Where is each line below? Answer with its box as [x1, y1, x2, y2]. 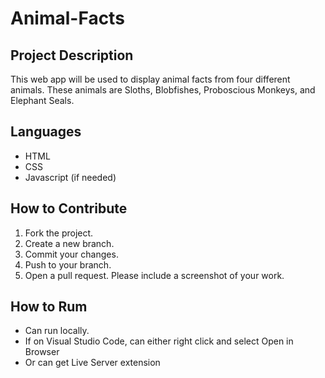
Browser [24, 346, 60, 358]
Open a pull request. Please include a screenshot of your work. [24, 269, 285, 281]
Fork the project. [24, 227, 94, 239]
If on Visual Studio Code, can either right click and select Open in [24, 335, 294, 347]
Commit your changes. [24, 248, 119, 260]
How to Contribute [10, 200, 128, 217]
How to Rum [10, 298, 88, 316]
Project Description [10, 47, 134, 64]
